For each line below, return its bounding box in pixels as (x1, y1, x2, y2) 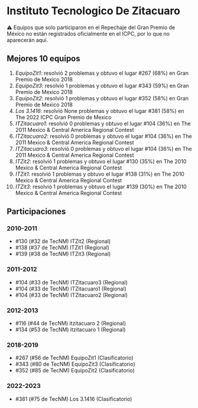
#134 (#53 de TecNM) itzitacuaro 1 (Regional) (15, 326, 126, 333)
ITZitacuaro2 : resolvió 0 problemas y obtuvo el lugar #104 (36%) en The (15, 132, 192, 140)
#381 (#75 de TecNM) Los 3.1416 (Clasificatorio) (15, 395, 132, 402)
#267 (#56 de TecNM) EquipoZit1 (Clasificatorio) (15, 355, 134, 362)
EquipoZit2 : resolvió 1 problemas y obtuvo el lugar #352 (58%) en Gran (15, 94, 189, 102)
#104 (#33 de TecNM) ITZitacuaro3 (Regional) (15, 279, 128, 286)
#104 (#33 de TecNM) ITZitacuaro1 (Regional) (15, 285, 126, 292)
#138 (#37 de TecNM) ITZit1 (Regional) (15, 244, 110, 251)
